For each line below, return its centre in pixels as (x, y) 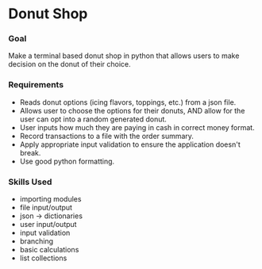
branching (37, 241)
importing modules (50, 199)
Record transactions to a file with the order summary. (107, 136)
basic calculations (49, 250)
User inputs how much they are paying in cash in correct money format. (137, 127)
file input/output (46, 208)
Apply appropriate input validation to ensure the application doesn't (130, 144)
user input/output (48, 225)
